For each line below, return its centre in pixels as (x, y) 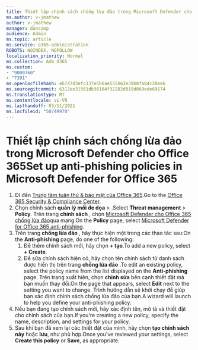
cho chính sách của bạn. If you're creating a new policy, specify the (97, 315)
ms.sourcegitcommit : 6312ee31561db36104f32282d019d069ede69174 (86, 89)
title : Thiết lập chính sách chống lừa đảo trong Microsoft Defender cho (99, 12)
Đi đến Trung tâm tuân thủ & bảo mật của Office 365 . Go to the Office (98, 195)
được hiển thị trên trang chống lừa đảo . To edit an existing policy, (103, 265)
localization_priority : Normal (45, 56)
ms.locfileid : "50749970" (38, 111)
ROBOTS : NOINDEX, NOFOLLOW (39, 51)
